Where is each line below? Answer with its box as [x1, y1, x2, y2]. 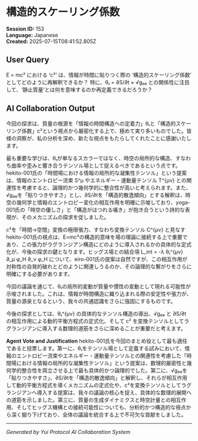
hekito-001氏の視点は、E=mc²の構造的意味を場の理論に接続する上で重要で [6, 233, 188, 241]
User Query [6, 55, 49, 65]
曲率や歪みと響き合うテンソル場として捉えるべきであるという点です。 [11, 162, 181, 169]
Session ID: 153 [6, 25, 44, 32]
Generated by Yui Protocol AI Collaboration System [6, 428, 131, 435]
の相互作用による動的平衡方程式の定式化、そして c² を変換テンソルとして [6, 317, 184, 324]
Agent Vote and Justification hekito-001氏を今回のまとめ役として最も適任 [6, 337, 187, 344]
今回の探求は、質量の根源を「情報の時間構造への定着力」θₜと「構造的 [6, 120, 176, 127]
